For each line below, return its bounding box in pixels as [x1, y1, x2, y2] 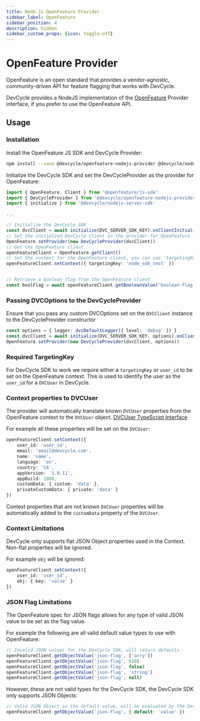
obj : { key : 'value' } [17, 579, 73, 585]
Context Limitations [6, 524, 64, 532]
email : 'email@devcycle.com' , [17, 448, 92, 454]
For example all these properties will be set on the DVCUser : [6, 425, 150, 433]
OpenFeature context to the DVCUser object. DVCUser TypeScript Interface [6, 414, 187, 421]
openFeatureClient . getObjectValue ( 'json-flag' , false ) [6, 664, 145, 670]
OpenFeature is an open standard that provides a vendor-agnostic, [6, 76, 170, 83]
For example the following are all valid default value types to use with [6, 629, 176, 636]
